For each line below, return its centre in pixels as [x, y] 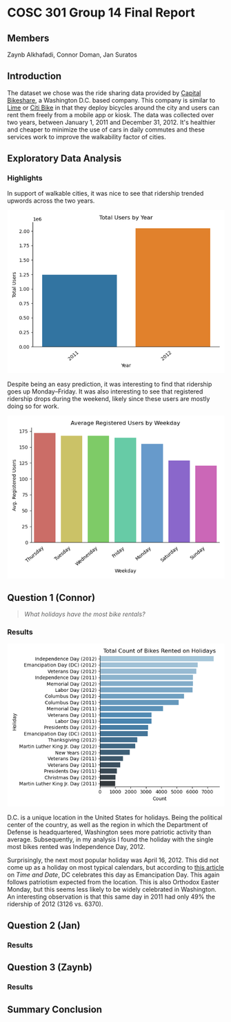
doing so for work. [33, 406]
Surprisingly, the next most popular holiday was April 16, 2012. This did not [113, 860]
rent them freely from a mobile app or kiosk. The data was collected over [111, 114]
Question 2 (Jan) [44, 926]
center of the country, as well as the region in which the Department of [108, 824]
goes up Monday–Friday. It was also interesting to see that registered [105, 391]
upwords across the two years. [51, 201]
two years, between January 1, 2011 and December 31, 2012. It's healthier [111, 122]
